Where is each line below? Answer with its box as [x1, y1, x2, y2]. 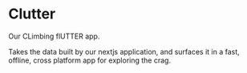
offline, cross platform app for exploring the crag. [8, 55, 171, 65]
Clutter [8, 5, 56, 23]
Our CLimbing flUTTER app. [8, 31, 100, 41]
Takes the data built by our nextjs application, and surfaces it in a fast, [8, 47, 241, 56]
